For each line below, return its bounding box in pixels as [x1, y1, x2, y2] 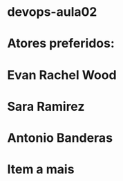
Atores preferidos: [7, 36, 115, 52]
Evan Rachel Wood [7, 67, 117, 83]
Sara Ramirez [7, 98, 85, 114]
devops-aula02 [7, 4, 97, 20]
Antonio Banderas [7, 130, 113, 145]
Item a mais [7, 162, 75, 178]
